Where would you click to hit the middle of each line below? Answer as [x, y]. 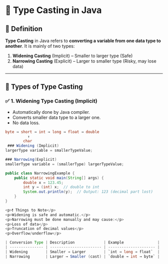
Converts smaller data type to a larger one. [56, 117]
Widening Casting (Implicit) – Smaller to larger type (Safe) [72, 56]
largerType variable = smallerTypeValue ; [49, 151]
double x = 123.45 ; [43, 182]
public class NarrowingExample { [40, 173]
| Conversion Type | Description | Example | [82, 242]
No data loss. [26, 123]
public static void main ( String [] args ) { [59, 178]
